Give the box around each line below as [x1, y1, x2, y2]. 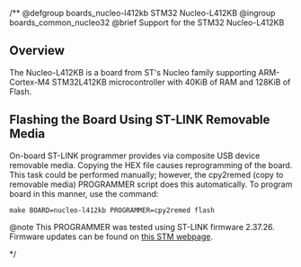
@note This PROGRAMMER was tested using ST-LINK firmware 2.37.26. [9, 221, 276, 232]
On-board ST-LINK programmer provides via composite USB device [9, 150, 261, 161]
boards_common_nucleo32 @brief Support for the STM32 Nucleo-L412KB [9, 17, 285, 28]
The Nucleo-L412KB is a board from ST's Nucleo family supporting [9, 67, 257, 77]
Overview [9, 43, 66, 58]
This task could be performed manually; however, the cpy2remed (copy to [9, 169, 284, 180]
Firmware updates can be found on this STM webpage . [9, 231, 214, 242]
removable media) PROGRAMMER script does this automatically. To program [9, 179, 293, 190]
